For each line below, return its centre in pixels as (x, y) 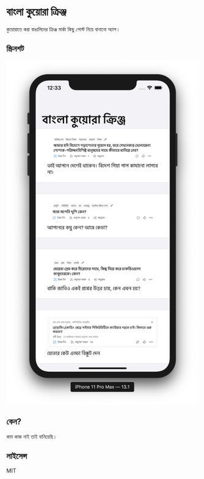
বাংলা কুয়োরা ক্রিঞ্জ (36, 12)
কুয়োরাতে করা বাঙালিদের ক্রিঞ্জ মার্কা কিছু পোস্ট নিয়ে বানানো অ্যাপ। (63, 29)
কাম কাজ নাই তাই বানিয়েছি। (31, 436)
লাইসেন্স (17, 456)
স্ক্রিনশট (15, 49)
